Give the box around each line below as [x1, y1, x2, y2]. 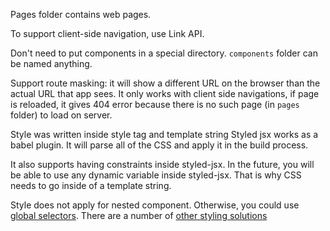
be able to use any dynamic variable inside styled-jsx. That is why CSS [10, 169, 302, 181]
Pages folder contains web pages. [10, 9, 152, 20]
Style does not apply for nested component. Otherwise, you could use [10, 199, 300, 211]
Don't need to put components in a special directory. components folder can [10, 47, 318, 59]
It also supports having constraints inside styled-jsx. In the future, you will [10, 159, 315, 170]
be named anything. [10, 58, 93, 69]
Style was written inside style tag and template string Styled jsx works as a [10, 129, 319, 140]
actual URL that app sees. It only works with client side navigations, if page [10, 88, 320, 99]
